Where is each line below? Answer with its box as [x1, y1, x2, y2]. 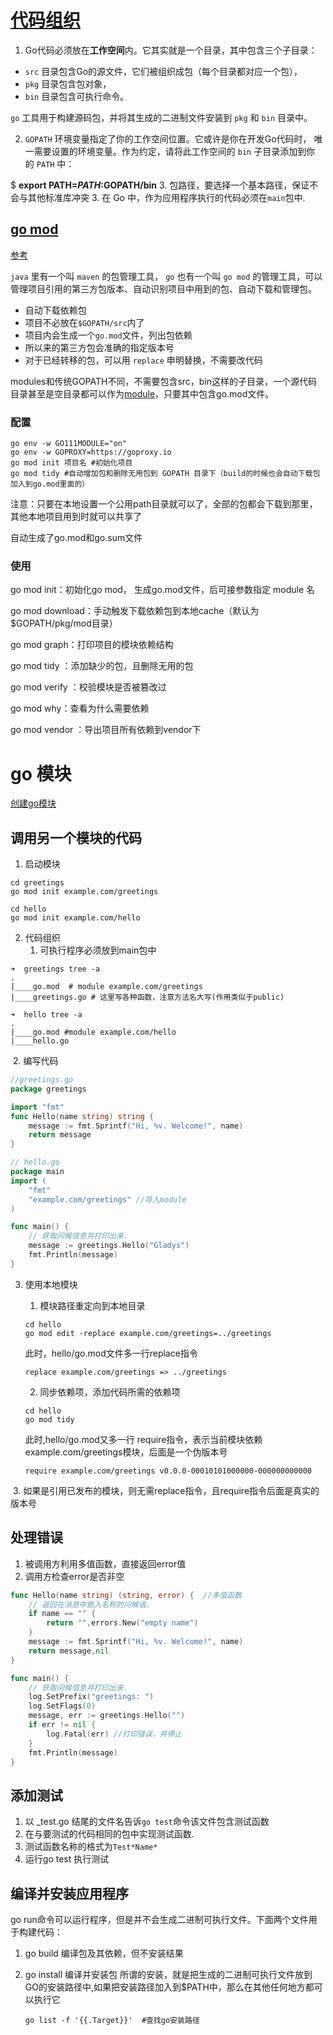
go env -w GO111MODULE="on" [10, 439, 128, 449]
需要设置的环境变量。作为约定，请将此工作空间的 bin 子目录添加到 [33, 145, 307, 157]
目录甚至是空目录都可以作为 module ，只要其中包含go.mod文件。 [10, 387, 275, 400]
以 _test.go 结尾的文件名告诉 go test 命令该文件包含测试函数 [24, 1816, 270, 1828]
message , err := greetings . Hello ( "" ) [28, 1711, 186, 1721]
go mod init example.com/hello [10, 913, 141, 923]
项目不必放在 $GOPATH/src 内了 [24, 316, 145, 328]
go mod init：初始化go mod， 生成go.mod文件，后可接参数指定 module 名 [10, 584, 315, 596]
